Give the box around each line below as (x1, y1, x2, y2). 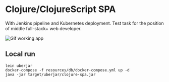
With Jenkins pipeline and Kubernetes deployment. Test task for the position (5, 20, 164, 26)
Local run (5, 50, 35, 58)
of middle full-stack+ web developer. (5, 25, 82, 31)
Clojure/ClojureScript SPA (5, 4, 116, 15)
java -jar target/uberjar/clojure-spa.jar (5, 72, 96, 77)
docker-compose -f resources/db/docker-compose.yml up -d (5, 67, 130, 72)
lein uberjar (5, 63, 33, 68)
